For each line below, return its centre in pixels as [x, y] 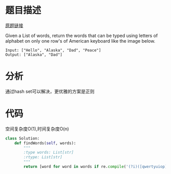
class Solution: [22, 138]
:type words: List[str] [49, 153]
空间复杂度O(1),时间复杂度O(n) [37, 129]
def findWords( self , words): [45, 143]
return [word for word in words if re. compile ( [75, 167]
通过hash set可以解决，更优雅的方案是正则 [50, 91]
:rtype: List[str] [43, 157]
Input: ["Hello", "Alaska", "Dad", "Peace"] [53, 50]
